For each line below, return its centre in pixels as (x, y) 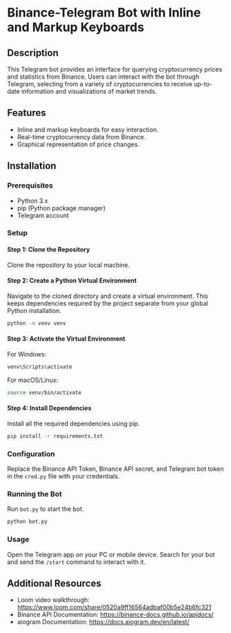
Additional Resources (54, 583)
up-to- (203, 84)
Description (33, 53)
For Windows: (27, 354)
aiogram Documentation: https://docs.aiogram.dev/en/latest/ (103, 622)
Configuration (31, 454)
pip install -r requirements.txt (55, 436)
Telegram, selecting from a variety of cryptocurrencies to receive (100, 84)
